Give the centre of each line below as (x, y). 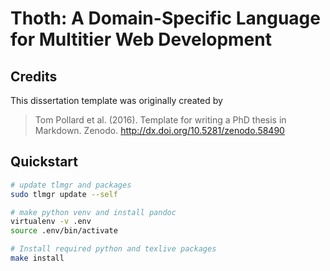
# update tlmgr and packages (71, 185)
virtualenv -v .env (51, 222)
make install (37, 258)
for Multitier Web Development (141, 39)
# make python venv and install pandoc (93, 212)
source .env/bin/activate (64, 231)
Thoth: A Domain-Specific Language (165, 18)
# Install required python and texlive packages (113, 249)
